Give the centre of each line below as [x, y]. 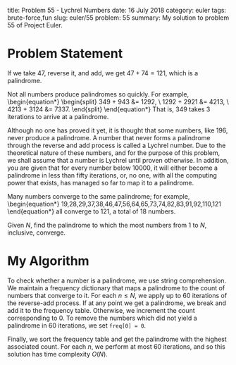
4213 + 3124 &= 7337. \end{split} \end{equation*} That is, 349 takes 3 [109, 109]
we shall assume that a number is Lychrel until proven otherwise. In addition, [118, 160]
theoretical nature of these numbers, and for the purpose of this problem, [114, 153]
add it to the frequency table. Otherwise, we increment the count [101, 310]
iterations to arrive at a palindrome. [58, 116]
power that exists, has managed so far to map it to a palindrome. [101, 182]
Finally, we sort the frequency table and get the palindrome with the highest [117, 339]
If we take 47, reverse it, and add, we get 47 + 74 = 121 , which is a [103, 73]
